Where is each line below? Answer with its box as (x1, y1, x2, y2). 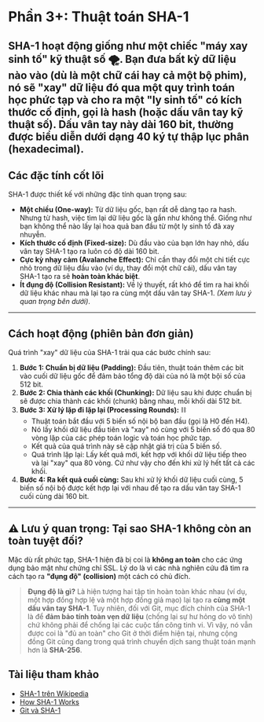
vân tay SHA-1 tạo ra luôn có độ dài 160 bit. (19, 247, 159, 256)
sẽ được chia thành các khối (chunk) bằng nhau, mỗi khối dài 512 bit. (19, 397, 242, 406)
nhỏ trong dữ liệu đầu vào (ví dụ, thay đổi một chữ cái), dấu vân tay (19, 263, 237, 273)
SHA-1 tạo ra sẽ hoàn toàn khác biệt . (19, 272, 140, 281)
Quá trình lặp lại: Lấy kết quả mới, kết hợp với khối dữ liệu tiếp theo (31, 450, 247, 460)
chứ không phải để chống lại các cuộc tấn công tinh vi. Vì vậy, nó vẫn (27, 621, 253, 630)
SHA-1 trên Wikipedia (19, 688, 89, 698)
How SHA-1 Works (19, 697, 80, 706)
